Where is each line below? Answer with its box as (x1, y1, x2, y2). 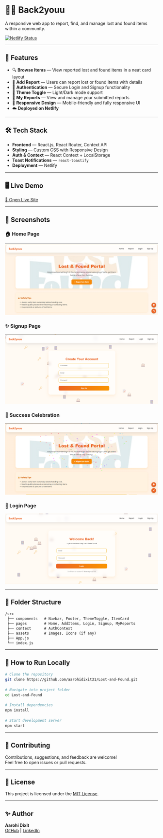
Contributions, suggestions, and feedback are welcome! (5, 754, 117, 760)
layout (12, 74, 25, 80)
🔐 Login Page (5, 502, 36, 509)
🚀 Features (5, 53, 38, 62)
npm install (5, 708, 29, 713)
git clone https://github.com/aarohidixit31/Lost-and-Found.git (5, 677, 138, 682)
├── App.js (7, 636, 29, 641)
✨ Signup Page (5, 323, 41, 330)
